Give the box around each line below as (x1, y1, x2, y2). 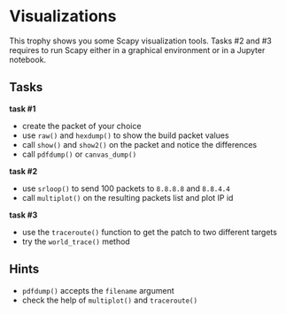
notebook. (9, 54, 47, 65)
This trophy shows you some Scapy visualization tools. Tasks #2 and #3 (9, 35, 273, 46)
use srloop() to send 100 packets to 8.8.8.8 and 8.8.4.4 (21, 183, 230, 194)
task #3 (9, 210, 38, 220)
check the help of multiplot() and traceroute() (21, 295, 197, 305)
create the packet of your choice (21, 120, 142, 131)
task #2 (9, 165, 38, 176)
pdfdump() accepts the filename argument (21, 285, 174, 295)
